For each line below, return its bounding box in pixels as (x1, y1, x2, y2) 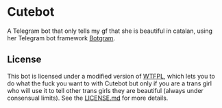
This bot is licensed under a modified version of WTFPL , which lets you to (7, 72, 216, 80)
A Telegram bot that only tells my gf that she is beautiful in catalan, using (7, 27, 213, 35)
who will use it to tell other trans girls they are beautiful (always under (7, 86, 204, 94)
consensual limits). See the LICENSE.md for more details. (7, 94, 169, 102)
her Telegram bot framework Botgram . (7, 33, 115, 42)
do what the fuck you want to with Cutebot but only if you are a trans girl (7, 79, 212, 87)
